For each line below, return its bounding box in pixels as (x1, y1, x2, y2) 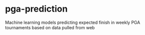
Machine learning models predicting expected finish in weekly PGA (5, 19, 141, 25)
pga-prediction (5, 3, 68, 15)
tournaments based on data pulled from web (5, 24, 95, 30)
